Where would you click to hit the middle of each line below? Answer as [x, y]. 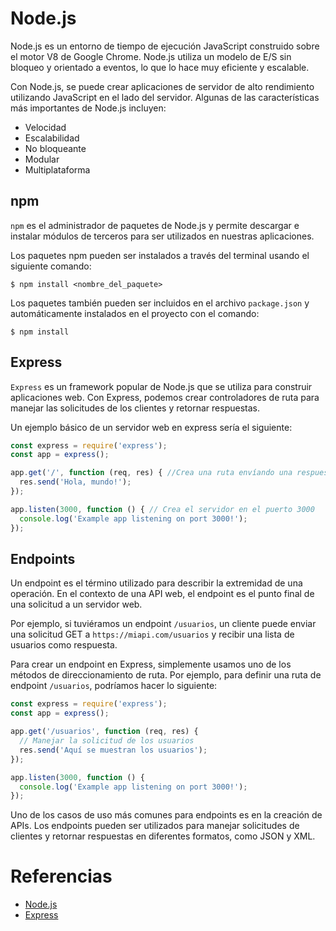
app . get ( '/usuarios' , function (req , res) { [104, 732]
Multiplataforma [57, 169]
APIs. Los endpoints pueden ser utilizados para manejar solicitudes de [155, 826]
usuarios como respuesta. [64, 645]
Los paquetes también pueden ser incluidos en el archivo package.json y [160, 303]
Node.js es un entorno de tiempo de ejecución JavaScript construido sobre [165, 46]
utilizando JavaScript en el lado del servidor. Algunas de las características [165, 97]
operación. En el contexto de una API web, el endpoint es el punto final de [162, 594]
